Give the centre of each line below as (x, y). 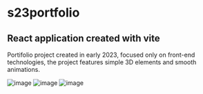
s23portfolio (43, 13)
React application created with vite (84, 38)
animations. (23, 69)
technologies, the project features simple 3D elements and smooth (102, 62)
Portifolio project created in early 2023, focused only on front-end (101, 55)
